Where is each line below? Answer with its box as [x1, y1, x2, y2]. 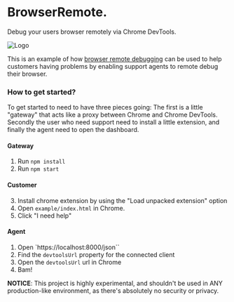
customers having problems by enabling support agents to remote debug [7, 62, 219, 70]
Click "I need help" [17, 211, 72, 220]
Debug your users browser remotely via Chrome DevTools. [7, 27, 177, 36]
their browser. [7, 70, 48, 78]
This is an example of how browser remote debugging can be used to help [7, 54, 222, 63]
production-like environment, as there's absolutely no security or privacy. [7, 286, 219, 295]
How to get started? [7, 87, 76, 97]
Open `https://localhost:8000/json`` [17, 243, 121, 251]
